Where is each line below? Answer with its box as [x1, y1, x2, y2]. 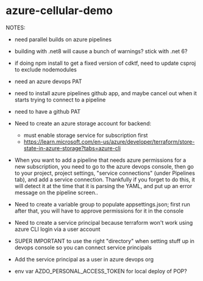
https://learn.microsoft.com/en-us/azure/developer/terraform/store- [23, 138, 195, 145]
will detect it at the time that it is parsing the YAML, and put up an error [14, 182, 193, 189]
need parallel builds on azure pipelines [14, 35, 112, 43]
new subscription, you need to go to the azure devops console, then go [14, 162, 194, 170]
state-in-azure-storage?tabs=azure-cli [23, 144, 121, 151]
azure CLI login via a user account [14, 225, 101, 233]
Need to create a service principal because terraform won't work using [14, 219, 193, 226]
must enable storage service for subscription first [23, 131, 148, 139]
